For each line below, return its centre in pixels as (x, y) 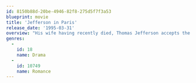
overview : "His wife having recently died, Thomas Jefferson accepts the (98, 33)
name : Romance (34, 71)
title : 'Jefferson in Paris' (42, 22)
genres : (16, 39)
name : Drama (31, 55)
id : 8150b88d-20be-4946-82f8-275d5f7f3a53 (59, 11)
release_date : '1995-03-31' (40, 28)
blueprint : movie (27, 17)
